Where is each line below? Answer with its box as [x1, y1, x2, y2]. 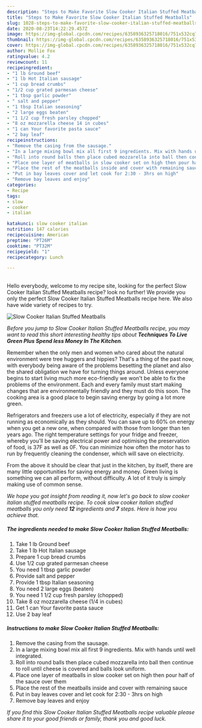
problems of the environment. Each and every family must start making [7, 381, 182, 388]
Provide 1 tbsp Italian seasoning [15, 579, 94, 586]
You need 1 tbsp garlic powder [15, 566, 91, 574]
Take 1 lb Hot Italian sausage [15, 547, 86, 554]
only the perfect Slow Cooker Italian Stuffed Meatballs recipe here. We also [7, 295, 192, 302]
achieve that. [7, 512, 40, 519]
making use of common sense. [7, 481, 83, 488]
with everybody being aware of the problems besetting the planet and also [7, 362, 191, 369]
